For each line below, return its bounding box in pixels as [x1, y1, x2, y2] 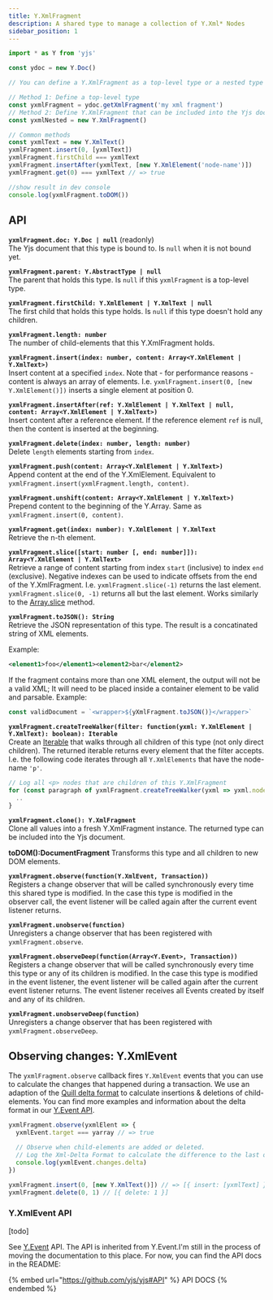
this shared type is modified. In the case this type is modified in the [8, 888, 233, 897]
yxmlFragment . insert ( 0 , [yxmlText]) [8, 146, 132, 155]
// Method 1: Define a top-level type [8, 94, 140, 102]
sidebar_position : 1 [8, 27, 79, 35]
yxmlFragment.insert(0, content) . [8, 510, 123, 520]
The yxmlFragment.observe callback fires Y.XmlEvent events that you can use [8, 1071, 264, 1080]
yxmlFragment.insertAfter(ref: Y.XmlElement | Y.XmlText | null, [8, 401, 234, 409]
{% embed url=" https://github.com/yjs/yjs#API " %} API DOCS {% [8, 1275, 227, 1285]
